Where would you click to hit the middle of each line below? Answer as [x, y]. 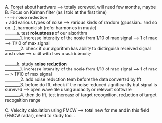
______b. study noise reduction [36, 64]
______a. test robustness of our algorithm [46, 33]
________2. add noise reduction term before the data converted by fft [73, 79]
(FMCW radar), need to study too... [40, 115]
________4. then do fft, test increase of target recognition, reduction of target [81, 95]
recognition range [23, 100]
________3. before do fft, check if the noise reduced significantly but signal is [81, 84]
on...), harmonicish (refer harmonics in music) [51, 28]
